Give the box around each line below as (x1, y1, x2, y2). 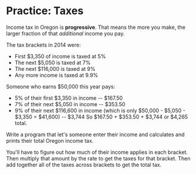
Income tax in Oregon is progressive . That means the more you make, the (6, 24, 185, 31)
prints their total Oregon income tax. (6, 137, 94, 144)
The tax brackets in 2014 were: (6, 41, 81, 48)
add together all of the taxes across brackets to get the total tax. (6, 161, 162, 168)
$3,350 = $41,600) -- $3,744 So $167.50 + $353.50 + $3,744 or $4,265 (14, 113, 188, 120)
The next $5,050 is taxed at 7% (14, 59, 91, 66)
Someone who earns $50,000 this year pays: (6, 83, 115, 90)
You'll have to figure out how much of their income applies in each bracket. (6, 149, 188, 156)
